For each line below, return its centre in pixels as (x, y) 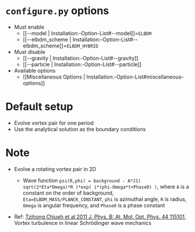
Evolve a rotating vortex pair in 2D (55, 169)
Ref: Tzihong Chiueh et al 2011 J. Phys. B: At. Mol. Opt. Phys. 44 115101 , (100, 216)
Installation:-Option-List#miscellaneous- (135, 77)
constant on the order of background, (68, 193)
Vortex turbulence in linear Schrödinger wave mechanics (83, 223)
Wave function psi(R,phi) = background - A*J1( (82, 180)
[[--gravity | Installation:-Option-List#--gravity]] (80, 58)
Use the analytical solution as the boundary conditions (80, 129)
